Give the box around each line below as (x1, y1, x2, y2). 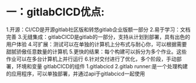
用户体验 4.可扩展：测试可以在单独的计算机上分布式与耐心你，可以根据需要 (6, 41, 187, 48)
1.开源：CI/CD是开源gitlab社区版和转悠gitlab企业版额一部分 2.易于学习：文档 (6, 26, 191, 33)
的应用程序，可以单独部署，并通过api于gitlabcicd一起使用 (6, 70, 146, 77)
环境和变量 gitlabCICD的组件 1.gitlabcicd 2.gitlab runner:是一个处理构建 (16, 62, 188, 69)
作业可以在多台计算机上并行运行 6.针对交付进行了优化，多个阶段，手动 (6, 55, 177, 62)
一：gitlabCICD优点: (6, 5, 104, 19)
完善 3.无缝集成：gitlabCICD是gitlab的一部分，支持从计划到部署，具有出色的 (6, 33, 191, 40)
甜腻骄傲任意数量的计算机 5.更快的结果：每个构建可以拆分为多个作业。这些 (6, 48, 187, 55)
